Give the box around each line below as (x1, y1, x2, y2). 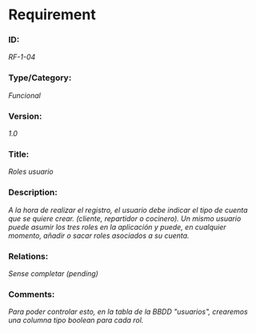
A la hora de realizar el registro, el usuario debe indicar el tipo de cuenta (8, 205, 248, 215)
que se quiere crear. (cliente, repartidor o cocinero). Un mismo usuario (8, 214, 242, 223)
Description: (8, 187, 58, 198)
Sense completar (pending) (8, 268, 98, 278)
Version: (8, 110, 42, 122)
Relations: (8, 251, 49, 262)
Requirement (8, 6, 96, 24)
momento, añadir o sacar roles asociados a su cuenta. (8, 231, 190, 240)
